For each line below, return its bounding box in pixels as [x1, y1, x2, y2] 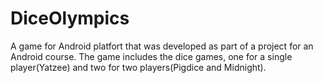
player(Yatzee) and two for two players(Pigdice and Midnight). [10, 61, 267, 73]
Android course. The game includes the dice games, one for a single [10, 50, 293, 62]
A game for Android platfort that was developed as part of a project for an [10, 40, 314, 52]
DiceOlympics [10, 7, 130, 30]
